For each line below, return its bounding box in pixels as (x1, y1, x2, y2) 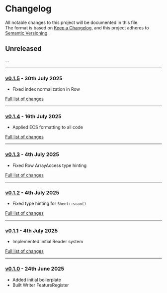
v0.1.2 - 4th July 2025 (5, 189, 60, 196)
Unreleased (5, 44, 42, 53)
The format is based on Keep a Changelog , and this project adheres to (5, 24, 149, 30)
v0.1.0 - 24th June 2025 (5, 265, 65, 272)
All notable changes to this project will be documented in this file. (5, 19, 139, 25)
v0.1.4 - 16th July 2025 (5, 113, 62, 120)
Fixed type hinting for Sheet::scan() (12, 200, 87, 206)
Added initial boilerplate (12, 277, 61, 283)
